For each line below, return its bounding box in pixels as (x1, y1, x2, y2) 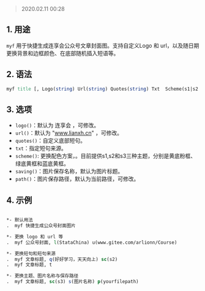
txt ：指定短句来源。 (15, 145, 67, 152)
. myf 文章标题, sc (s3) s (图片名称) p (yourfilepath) (6, 279, 139, 285)
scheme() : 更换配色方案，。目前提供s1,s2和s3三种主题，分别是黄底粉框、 (15, 153, 196, 160)
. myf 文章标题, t (6, 262, 53, 268)
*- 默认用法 (6, 217, 34, 223)
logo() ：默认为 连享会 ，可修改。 (15, 122, 100, 129)
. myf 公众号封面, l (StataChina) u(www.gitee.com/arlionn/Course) (6, 239, 177, 246)
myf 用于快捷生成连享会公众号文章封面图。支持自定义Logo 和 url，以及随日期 (6, 42, 199, 49)
